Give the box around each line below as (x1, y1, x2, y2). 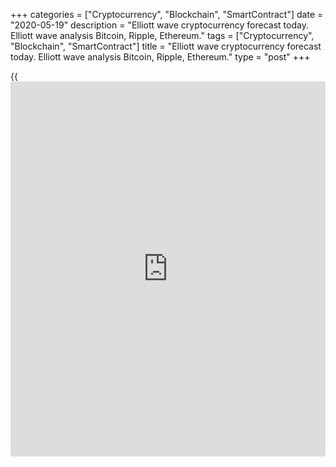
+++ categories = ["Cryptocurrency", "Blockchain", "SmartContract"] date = (10, 9, 324, 20)
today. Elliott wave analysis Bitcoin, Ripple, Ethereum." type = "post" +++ (10, 51, 311, 63)
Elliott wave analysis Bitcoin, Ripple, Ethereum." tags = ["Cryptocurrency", (10, 30, 315, 41)
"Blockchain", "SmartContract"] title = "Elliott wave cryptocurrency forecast (10, 40, 322, 52)
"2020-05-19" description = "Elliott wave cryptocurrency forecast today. (10, 19, 309, 31)
